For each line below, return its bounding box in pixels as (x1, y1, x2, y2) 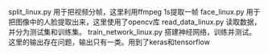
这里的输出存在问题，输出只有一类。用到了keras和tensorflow (8, 37, 211, 47)
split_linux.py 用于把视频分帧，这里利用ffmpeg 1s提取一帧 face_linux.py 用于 (8, 7, 261, 16)
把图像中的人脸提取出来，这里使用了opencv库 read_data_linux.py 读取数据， (8, 17, 262, 27)
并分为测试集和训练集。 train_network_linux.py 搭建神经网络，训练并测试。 (8, 27, 257, 36)
